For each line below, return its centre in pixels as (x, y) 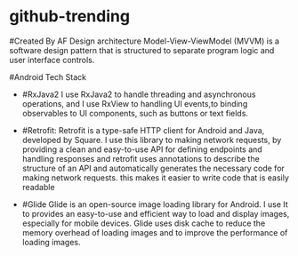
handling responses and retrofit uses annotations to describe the (141, 158)
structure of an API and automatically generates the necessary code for (153, 168)
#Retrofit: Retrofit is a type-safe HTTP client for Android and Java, (143, 130)
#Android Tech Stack (48, 76)
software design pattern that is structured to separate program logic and (142, 50)
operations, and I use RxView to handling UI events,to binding (135, 103)
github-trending (70, 16)
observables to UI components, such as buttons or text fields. (135, 113)
